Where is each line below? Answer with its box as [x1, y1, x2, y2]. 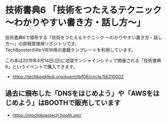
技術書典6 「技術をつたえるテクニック [5, 4, 161, 16]
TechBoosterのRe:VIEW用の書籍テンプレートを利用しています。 [5, 47, 136, 53]
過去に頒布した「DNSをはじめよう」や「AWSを [5, 89, 153, 98]
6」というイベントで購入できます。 [5, 63, 78, 70]
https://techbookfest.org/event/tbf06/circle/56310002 [12, 73, 124, 80]
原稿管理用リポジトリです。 [22, 40, 79, 46]
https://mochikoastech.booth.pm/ [12, 112, 81, 118]
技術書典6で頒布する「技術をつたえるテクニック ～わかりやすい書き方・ [5, 34, 154, 40]
